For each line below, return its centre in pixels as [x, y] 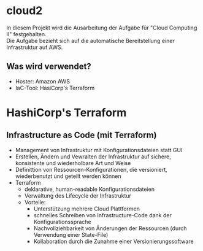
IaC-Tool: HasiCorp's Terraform [55, 88]
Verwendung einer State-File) [71, 234]
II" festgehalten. [27, 34]
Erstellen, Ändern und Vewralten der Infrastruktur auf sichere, [93, 156]
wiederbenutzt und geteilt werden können [68, 176]
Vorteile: [35, 202]
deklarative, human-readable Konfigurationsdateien [90, 189]
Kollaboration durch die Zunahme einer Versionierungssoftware [114, 241]
